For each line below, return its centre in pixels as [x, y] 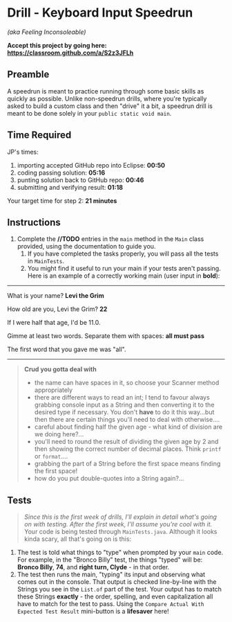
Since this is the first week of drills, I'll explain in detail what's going [120, 517]
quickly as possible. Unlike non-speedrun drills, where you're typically [107, 98]
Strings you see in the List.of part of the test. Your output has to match [119, 589]
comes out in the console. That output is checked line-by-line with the [117, 582]
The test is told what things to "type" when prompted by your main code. [120, 553]
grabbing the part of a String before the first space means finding [127, 464]
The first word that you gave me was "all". [67, 349]
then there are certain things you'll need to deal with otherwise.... [127, 420]
